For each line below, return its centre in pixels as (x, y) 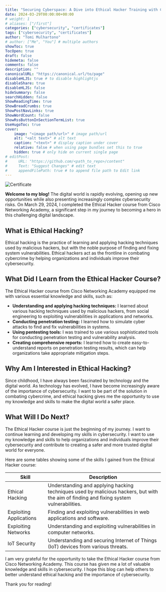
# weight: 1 (17, 19)
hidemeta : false (22, 60)
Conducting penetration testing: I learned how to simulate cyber (79, 321)
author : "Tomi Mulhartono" (33, 38)
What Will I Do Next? (37, 417)
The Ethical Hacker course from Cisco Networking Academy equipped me (81, 291)
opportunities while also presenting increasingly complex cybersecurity (78, 199)
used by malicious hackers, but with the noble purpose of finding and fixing (82, 248)
